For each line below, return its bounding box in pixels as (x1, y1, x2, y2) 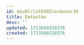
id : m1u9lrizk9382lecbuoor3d (6, 8, 79, 15)
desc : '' (6, 19, 28, 25)
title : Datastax (6, 14, 46, 20)
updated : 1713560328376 (6, 25, 66, 31)
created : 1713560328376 (6, 30, 66, 36)
